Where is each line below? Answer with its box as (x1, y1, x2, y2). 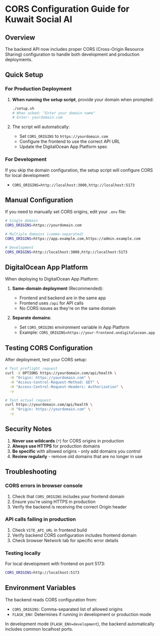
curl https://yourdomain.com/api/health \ (5, 402, 93, 407)
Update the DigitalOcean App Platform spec (19, 144, 108, 150)
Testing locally (5, 549, 41, 556)
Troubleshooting (5, 468, 57, 476)
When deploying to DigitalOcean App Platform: (5, 276, 99, 282)
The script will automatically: (12, 124, 70, 130)
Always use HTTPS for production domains (12, 443, 100, 449)
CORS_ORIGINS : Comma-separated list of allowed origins (12, 606, 123, 612)
